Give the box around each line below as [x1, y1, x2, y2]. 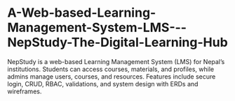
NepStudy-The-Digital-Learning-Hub [7, 35, 228, 50]
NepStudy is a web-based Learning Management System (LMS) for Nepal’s [7, 57, 225, 65]
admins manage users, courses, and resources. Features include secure [7, 72, 216, 81]
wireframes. [7, 87, 42, 95]
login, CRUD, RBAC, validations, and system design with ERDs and [7, 79, 199, 88]
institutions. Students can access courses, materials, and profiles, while [7, 65, 215, 73]
